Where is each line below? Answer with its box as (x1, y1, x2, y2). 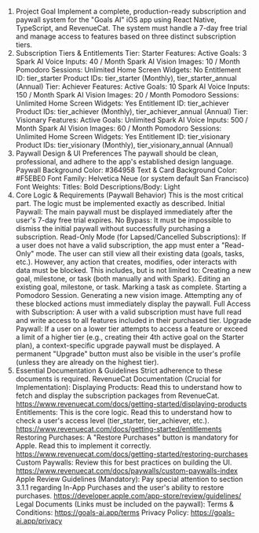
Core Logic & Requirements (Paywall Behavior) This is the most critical (15, 190, 243, 200)
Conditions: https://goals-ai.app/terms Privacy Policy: (15, 508, 190, 517)
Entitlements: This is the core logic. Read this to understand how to (15, 408, 232, 417)
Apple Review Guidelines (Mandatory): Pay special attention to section (15, 475, 243, 483)
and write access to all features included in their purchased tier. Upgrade (15, 316, 252, 325)
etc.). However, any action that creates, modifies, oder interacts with (15, 257, 237, 266)
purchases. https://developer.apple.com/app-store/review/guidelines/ (15, 491, 242, 500)
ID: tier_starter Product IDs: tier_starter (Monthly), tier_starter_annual (15, 74, 237, 83)
